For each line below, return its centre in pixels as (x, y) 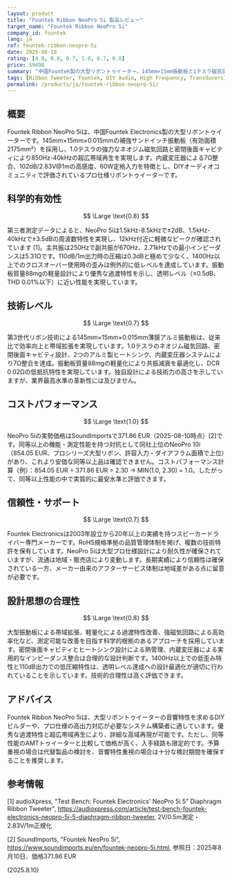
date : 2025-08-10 (32, 52)
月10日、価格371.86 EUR (42, 856)
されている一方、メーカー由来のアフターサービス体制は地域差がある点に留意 (116, 568)
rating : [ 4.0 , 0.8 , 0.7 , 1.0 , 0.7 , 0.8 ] (66, 59)
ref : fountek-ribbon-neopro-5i (52, 46)
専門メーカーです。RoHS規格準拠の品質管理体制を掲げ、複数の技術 (120, 542)
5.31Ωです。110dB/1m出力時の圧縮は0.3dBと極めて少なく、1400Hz (120, 256)
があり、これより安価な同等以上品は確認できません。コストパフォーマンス (113, 461)
